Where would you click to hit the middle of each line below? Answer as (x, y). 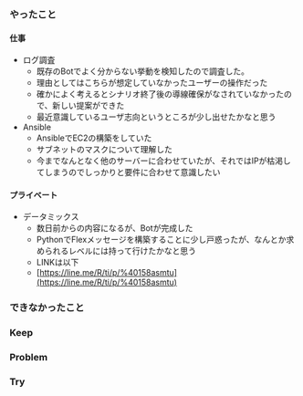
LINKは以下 (57, 263)
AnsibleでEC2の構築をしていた (94, 138)
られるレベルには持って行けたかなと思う (120, 251)
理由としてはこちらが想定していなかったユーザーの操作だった (152, 83)
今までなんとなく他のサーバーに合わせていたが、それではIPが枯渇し (164, 161)
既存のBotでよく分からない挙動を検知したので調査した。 (142, 71)
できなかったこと (47, 307)
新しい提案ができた (89, 106)
